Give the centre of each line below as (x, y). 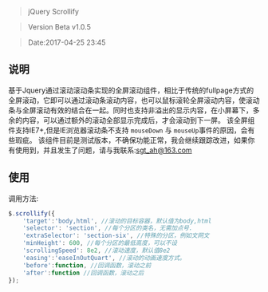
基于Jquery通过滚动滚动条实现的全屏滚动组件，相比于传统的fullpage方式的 (131, 90)
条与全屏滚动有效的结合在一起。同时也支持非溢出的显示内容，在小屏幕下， (130, 110)
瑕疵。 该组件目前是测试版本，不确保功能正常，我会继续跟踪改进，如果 (131, 140)
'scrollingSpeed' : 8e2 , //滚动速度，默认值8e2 (97, 251)
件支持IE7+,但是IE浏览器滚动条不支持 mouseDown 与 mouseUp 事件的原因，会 (128, 130)
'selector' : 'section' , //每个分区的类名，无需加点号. (108, 228)
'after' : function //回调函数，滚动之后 (83, 273)
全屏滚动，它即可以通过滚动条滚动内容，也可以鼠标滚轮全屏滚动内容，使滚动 (134, 100)
